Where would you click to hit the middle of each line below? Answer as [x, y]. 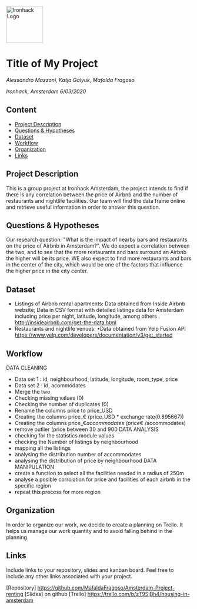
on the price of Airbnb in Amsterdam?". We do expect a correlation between [98, 246]
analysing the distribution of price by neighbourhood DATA [86, 460]
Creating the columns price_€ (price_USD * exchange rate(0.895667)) [99, 417]
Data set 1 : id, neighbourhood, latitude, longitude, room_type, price [96, 379]
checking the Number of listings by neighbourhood [76, 442]
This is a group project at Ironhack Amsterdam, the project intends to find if [97, 188]
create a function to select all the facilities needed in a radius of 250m [99, 473]
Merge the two [32, 392]
